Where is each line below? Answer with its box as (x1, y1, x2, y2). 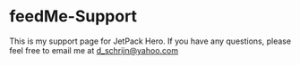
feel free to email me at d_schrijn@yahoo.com (9, 45, 179, 55)
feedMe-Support (9, 6, 137, 27)
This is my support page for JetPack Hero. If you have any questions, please (9, 36, 292, 46)
